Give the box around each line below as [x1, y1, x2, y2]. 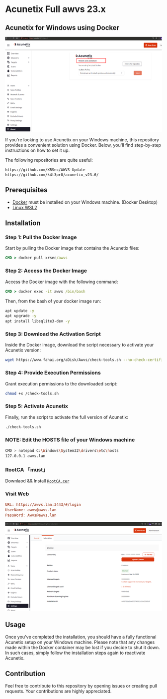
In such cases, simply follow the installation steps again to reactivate [5, 650, 146, 656]
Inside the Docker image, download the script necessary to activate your [5, 342, 154, 348]
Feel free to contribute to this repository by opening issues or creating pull [5, 683, 158, 689]
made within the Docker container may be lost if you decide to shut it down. [5, 644, 160, 650]
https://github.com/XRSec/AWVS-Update [5, 167, 85, 172]
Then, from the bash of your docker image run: [5, 298, 101, 304]
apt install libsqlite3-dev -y [5, 319, 70, 324]
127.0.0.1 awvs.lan [5, 453, 46, 458]
